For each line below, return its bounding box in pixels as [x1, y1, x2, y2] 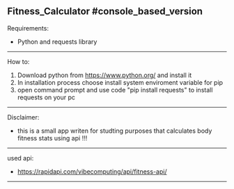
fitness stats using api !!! [17, 133, 88, 142]
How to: [7, 57, 30, 65]
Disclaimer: [7, 113, 40, 121]
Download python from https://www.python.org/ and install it [17, 71, 192, 79]
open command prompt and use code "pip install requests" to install [17, 85, 213, 94]
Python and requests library [17, 38, 97, 46]
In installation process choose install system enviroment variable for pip [17, 78, 224, 86]
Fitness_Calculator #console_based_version [7, 6, 203, 17]
